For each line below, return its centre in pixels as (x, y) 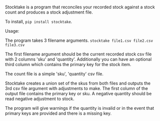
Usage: (12, 31)
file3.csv (15, 45)
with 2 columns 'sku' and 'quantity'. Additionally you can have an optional (78, 59)
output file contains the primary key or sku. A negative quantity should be (78, 94)
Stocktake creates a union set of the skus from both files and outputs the (78, 83)
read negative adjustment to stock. (40, 99)
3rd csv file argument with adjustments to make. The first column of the (77, 88)
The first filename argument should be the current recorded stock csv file (78, 54)
